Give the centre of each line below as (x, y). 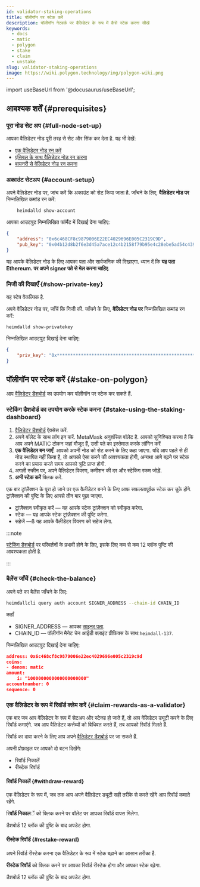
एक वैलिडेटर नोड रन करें (38, 150)
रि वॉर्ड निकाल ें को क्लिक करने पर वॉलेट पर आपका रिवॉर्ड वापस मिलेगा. (73, 814)
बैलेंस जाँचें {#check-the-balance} (51, 578)
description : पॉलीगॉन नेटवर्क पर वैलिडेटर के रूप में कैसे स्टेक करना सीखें (78, 23)
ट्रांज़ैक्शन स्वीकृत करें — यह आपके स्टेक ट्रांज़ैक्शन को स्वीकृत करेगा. (79, 507)
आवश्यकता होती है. (24, 551)
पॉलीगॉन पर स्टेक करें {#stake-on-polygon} (77, 379)
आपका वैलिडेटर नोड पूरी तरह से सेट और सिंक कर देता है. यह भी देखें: (71, 138)
